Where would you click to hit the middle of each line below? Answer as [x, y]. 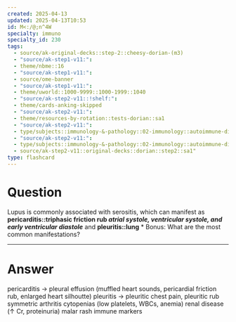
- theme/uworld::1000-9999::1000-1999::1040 [80, 92]
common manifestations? [44, 234]
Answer [31, 269]
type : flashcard [31, 158]
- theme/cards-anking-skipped [58, 105]
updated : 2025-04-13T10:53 [47, 20]
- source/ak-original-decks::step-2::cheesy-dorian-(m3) [99, 53]
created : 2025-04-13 [38, 14]
